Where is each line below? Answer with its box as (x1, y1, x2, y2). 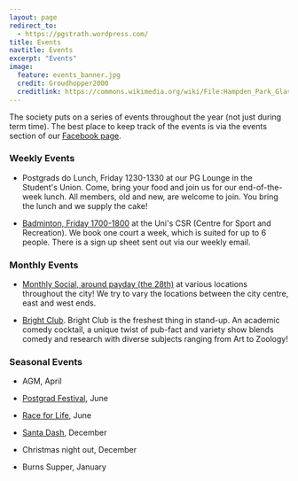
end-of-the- (239, 182, 283, 192)
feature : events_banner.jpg (17, 71, 122, 80)
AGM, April (21, 376, 62, 386)
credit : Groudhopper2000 (17, 79, 109, 88)
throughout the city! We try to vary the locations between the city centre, (21, 289, 289, 299)
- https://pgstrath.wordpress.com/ (17, 29, 149, 38)
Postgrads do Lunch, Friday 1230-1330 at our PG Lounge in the (21, 172, 253, 182)
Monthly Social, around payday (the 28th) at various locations (21, 279, 248, 290)
